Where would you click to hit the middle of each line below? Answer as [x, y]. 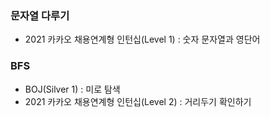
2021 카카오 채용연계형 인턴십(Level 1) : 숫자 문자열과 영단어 [142, 39]
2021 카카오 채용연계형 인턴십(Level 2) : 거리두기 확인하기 [138, 101]
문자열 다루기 [40, 15]
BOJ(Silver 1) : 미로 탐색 [72, 89]
